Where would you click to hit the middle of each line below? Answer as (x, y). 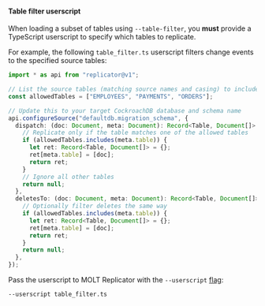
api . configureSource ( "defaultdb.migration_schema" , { (99, 118)
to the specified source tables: (58, 61)
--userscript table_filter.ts (58, 295)
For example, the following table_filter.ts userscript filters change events (131, 52)
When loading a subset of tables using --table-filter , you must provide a (130, 28)
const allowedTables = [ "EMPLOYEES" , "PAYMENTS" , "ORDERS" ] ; (111, 96)
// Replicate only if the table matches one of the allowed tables (135, 133)
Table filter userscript (45, 11)
